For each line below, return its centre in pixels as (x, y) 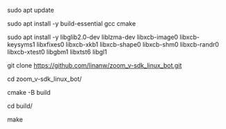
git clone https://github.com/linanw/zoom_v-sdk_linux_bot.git (95, 65)
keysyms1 (21, 44)
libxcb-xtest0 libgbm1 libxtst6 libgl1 (57, 52)
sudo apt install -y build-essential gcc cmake (72, 23)
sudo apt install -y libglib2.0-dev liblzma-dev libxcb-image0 (93, 37)
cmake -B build (29, 92)
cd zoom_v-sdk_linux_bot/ (45, 79)
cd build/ (20, 106)
